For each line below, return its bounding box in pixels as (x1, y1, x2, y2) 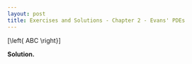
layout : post (7, 10, 46, 18)
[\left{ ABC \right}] (7, 36, 62, 44)
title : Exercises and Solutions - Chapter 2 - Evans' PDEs (7, 17, 186, 24)
